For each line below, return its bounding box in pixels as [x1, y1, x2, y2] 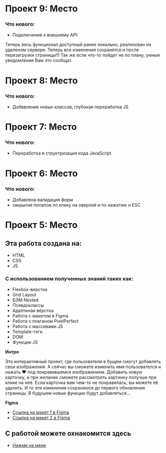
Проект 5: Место [5, 220, 78, 231]
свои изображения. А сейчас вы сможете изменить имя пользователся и [5, 364, 161, 370]
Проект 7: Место [5, 121, 77, 133]
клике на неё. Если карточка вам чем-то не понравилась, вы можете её [5, 379, 159, 385]
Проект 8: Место [5, 75, 78, 86]
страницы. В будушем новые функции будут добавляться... [5, 390, 130, 396]
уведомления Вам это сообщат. [5, 58, 73, 64]
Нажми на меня [12, 443, 46, 449]
